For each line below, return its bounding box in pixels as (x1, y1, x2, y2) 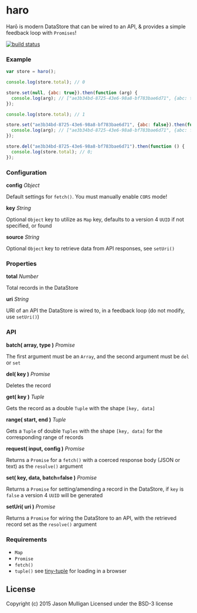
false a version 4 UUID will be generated (6, 491, 103, 498)
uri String (6, 296, 29, 303)
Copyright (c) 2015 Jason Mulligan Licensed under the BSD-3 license (6, 600, 173, 607)
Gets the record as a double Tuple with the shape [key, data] (6, 404, 155, 411)
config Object (6, 182, 40, 189)
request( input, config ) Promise (6, 445, 85, 452)
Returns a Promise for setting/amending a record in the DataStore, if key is (6, 485, 184, 493)
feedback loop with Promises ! (6, 29, 77, 36)
